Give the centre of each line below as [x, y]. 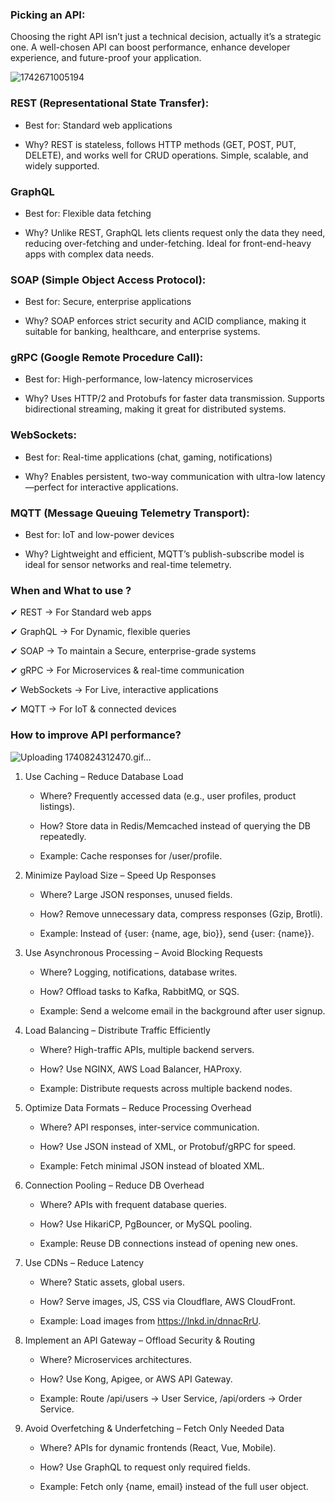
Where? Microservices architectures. [116, 1359]
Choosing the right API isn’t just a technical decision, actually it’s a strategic [166, 37]
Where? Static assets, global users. [112, 1282]
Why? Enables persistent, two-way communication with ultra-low [159, 476]
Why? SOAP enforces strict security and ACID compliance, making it [165, 321]
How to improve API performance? [96, 735]
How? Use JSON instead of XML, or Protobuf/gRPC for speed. [167, 1146]
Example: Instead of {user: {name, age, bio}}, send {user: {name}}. [177, 933]
